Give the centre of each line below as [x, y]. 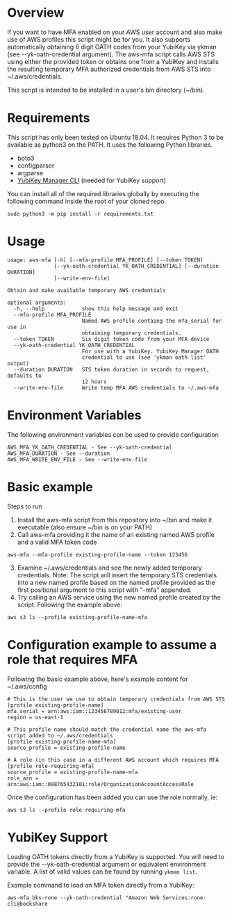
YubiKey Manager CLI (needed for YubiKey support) [92, 180]
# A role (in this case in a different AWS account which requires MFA [113, 760]
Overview [36, 13]
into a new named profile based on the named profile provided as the [116, 582]
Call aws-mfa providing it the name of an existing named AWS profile [116, 534]
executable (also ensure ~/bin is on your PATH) [85, 527]
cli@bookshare [28, 904]
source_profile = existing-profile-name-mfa [73, 772]
